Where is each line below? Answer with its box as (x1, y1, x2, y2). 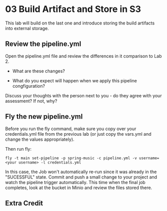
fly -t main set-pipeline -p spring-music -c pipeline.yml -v (5, 156, 137, 161)
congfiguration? (12, 83, 45, 89)
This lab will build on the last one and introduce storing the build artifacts (5, 20, 155, 26)
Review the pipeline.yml (5, 40, 81, 48)
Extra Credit (5, 199, 43, 208)
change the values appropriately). (5, 136, 75, 142)
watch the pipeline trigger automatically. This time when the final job (5, 179, 146, 185)
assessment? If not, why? (5, 98, 57, 104)
